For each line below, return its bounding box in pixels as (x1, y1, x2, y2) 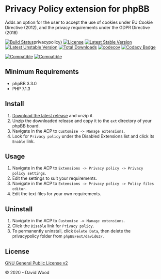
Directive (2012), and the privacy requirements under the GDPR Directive (5, 24, 150, 30)
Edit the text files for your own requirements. (12, 191, 101, 197)
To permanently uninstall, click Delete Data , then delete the (12, 228, 131, 234)
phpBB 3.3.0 (12, 80, 37, 86)
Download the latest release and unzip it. (12, 112, 94, 118)
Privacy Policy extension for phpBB (5, 3, 150, 15)
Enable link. (12, 138, 35, 144)
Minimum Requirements (5, 68, 79, 76)
